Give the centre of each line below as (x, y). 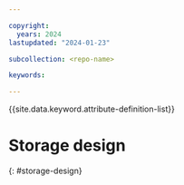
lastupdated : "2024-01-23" (59, 43)
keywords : (27, 75)
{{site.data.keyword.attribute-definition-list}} (92, 109)
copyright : (29, 25)
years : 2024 (39, 34)
